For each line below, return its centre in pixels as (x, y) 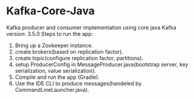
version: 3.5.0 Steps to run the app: (50, 33)
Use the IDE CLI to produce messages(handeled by (78, 83)
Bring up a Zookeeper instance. (54, 45)
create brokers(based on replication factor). (69, 51)
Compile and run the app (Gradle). (57, 77)
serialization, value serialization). (55, 70)
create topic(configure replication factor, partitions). (79, 58)
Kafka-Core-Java (50, 11)
